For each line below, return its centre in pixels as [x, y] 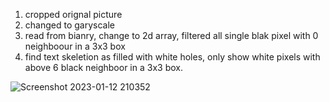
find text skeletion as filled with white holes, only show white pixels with [172, 57]
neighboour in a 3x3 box [75, 46]
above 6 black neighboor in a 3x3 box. [103, 67]
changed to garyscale [69, 25]
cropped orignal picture [73, 14]
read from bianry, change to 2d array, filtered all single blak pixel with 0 [171, 35]
